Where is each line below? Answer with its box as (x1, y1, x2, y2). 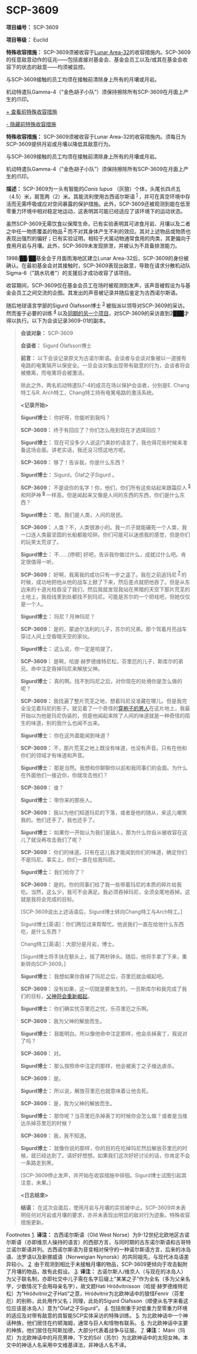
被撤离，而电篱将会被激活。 (20, 369, 88, 376)
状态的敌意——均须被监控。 (21, 63, 89, 70)
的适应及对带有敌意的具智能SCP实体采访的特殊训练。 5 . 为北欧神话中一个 (6, 1312, 184, 1319)
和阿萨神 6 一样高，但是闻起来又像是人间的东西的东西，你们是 (20, 490, 170, 498)
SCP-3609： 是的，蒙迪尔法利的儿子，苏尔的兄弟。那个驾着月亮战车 (20, 625, 188, 632)
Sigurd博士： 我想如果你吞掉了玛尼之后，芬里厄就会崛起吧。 (20, 973, 167, 980)
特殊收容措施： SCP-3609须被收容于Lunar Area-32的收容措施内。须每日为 (6, 133, 186, 140)
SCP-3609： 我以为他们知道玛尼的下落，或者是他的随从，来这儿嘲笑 (20, 809, 188, 816)
